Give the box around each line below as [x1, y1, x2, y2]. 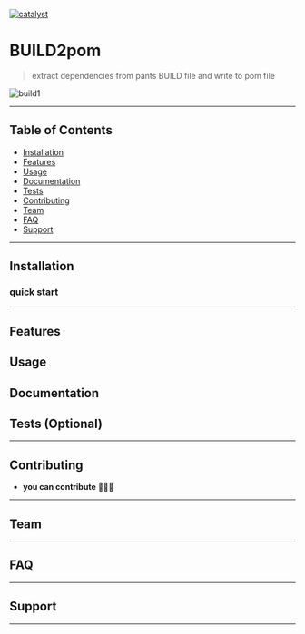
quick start [9, 286, 59, 298]
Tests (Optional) [9, 416, 103, 431]
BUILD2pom [9, 41, 102, 61]
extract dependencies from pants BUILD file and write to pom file [31, 70, 275, 81]
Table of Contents [9, 122, 113, 138]
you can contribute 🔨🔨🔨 [22, 482, 114, 493]
